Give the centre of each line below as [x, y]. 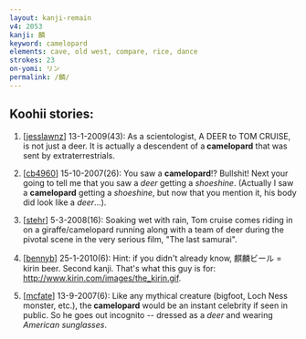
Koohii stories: [52, 114]
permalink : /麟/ [40, 77]
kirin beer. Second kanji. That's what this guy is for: [119, 268]
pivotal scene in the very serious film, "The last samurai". [130, 239]
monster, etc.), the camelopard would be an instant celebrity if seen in [155, 305]
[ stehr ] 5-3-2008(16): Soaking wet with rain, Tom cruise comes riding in [158, 220]
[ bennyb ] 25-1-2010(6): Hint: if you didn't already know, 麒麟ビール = [152, 258]
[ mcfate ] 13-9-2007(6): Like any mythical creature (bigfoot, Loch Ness [155, 295]
